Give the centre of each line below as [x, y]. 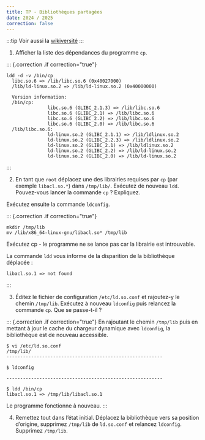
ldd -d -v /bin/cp [30, 76]
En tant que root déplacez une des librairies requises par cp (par [96, 180]
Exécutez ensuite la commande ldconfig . [58, 204]
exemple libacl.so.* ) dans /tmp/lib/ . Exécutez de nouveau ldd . [97, 186]
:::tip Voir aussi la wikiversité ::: [45, 41]
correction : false [30, 23]
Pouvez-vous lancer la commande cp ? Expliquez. [78, 192]
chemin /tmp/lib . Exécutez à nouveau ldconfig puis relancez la [95, 303]
